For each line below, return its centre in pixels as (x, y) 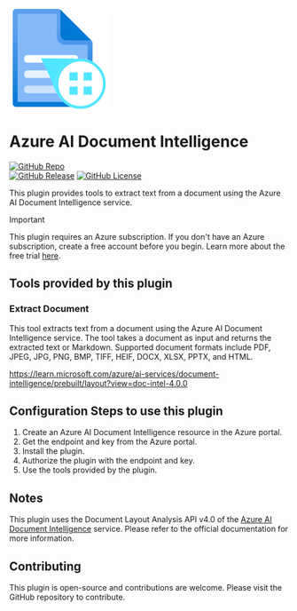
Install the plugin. (53, 451)
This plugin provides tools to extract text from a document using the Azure (145, 193)
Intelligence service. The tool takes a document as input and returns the (141, 337)
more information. (42, 538)
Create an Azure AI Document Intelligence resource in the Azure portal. (152, 432)
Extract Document (49, 309)
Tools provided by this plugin (91, 284)
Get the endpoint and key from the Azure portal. (109, 442)
